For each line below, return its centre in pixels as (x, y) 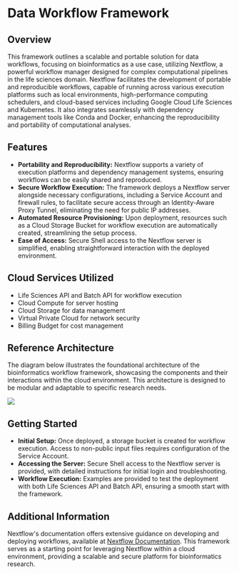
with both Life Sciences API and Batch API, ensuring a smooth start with (123, 486)
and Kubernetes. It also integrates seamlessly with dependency (101, 110)
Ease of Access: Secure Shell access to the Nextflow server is (110, 240)
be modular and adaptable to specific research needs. (87, 388)
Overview (30, 40)
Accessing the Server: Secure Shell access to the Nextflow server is (119, 464)
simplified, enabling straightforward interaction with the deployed (113, 248)
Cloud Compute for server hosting (68, 303)
